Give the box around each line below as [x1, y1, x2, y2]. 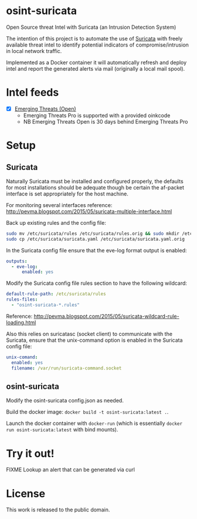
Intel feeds [6, 86, 59, 99]
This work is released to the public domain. [6, 506, 110, 513]
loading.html [6, 319, 36, 326]
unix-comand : [6, 354, 38, 360]
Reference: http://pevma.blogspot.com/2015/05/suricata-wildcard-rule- [6, 312, 180, 320]
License [6, 487, 46, 500]
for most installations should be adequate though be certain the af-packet [6, 184, 185, 191]
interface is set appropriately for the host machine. [6, 190, 129, 197]
